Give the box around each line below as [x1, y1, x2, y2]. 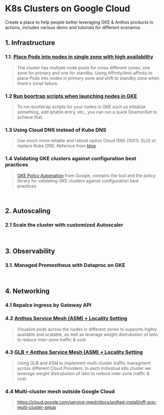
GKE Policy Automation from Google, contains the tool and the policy [17, 173, 156, 178]
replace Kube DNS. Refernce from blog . [17, 143, 97, 149]
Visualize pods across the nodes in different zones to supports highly [17, 326, 157, 332]
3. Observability [5, 247, 55, 255]
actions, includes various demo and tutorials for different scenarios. [5, 24, 141, 30]
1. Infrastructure [5, 39, 55, 47]
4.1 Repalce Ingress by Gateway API [5, 302, 92, 309]
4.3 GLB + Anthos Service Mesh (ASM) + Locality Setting [5, 349, 143, 356]
